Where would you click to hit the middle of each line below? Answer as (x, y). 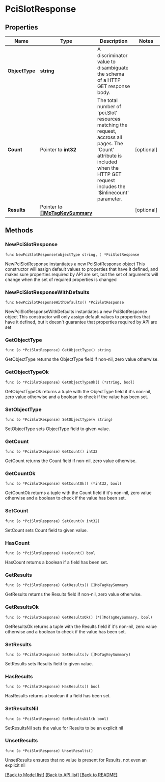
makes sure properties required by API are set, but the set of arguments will (82, 274)
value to (107, 62)
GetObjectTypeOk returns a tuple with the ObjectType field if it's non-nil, (78, 391)
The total (108, 100)
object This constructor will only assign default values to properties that (78, 316)
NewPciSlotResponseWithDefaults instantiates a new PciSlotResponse (76, 312)
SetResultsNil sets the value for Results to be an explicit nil (64, 728)
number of (110, 107)
